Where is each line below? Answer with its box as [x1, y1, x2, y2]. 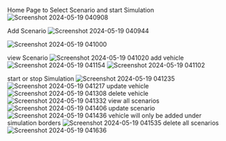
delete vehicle [107, 90, 149, 97]
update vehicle [106, 82, 149, 90]
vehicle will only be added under [107, 111, 202, 119]
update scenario [108, 104, 156, 112]
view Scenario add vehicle [7, 53, 184, 62]
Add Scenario [7, 27, 47, 35]
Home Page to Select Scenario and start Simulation [7, 6, 155, 14]
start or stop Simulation [7, 74, 75, 83]
